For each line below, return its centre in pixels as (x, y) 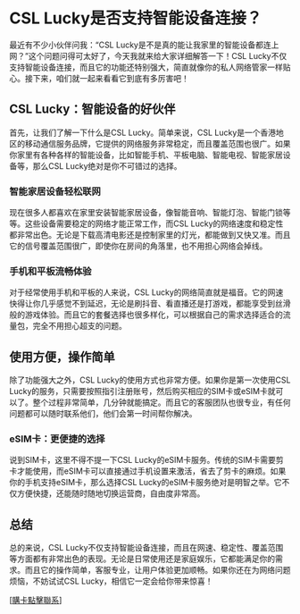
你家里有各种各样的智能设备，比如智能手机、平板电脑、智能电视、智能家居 (146, 155)
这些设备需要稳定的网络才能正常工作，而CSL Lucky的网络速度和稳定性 (154, 223)
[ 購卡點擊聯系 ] (36, 601)
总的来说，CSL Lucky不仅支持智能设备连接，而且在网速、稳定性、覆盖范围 (146, 548)
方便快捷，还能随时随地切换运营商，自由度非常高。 (111, 493)
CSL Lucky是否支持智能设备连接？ (136, 18)
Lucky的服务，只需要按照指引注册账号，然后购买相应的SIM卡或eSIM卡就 (142, 391)
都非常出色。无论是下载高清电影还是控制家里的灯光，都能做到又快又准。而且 (150, 235)
